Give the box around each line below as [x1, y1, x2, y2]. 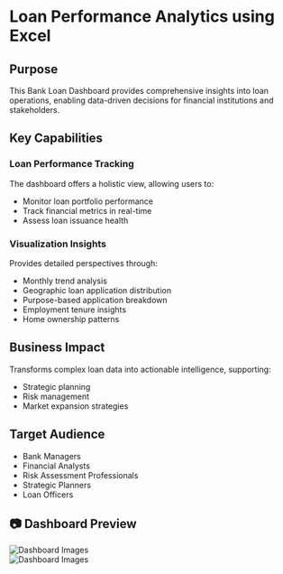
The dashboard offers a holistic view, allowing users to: [9, 178, 215, 189]
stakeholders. [9, 105, 60, 115]
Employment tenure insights [22, 304, 127, 315]
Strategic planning [22, 381, 91, 392]
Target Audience [9, 427, 105, 442]
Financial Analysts [22, 460, 90, 471]
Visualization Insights [9, 237, 106, 250]
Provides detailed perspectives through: [9, 257, 158, 268]
